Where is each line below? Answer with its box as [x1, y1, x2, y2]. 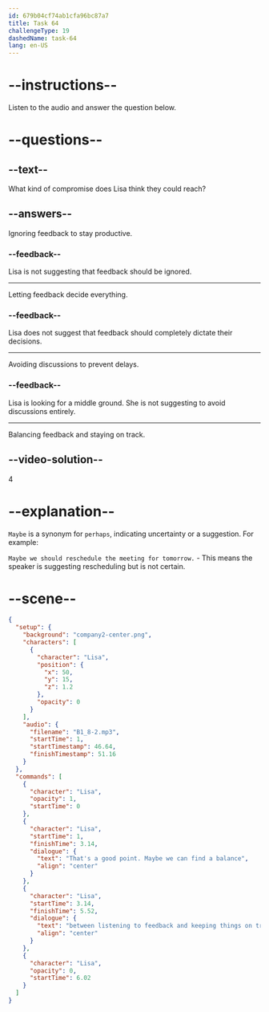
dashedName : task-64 [8, 34, 78, 43]
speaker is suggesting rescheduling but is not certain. [8, 561, 186, 571]
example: [8, 537, 38, 547]
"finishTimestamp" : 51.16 [29, 750, 116, 758]
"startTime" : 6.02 [29, 974, 91, 982]
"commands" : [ [15, 772, 62, 781]
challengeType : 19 [8, 26, 70, 35]
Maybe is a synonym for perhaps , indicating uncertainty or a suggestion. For [8, 529, 254, 539]
